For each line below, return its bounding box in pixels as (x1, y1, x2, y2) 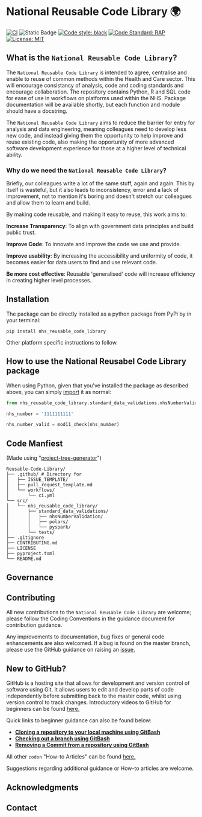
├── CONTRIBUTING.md (6, 540, 58, 546)
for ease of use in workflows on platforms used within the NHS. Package (6, 94, 186, 101)
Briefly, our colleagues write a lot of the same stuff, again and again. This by (6, 180, 195, 187)
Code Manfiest (6, 438, 63, 448)
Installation (6, 294, 49, 305)
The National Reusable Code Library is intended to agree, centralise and (6, 69, 188, 76)
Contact (6, 803, 37, 813)
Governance (6, 572, 54, 582)
